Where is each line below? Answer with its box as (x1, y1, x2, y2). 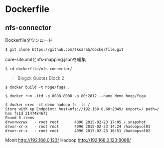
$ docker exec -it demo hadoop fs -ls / (5, 102, 91, 107)
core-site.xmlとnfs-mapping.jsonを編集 (5, 56, 86, 62)
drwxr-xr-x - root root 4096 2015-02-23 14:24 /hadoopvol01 (5, 124, 151, 129)
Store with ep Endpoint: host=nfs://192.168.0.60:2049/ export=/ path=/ (5, 107, 160, 112)
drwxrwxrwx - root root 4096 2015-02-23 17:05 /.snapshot (5, 120, 146, 125)
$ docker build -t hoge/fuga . (5, 85, 70, 90)
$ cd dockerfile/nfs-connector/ (5, 66, 72, 71)
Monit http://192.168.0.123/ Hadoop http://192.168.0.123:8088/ (5, 137, 131, 143)
